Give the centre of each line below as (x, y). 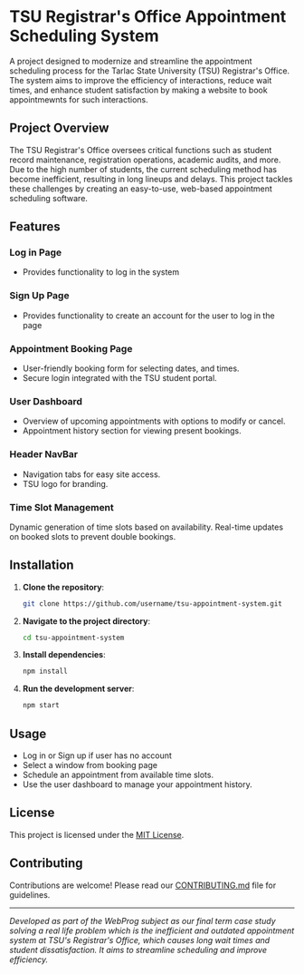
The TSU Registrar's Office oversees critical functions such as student (141, 150)
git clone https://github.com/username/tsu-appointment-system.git (152, 604)
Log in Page (35, 253)
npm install (45, 672)
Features (35, 227)
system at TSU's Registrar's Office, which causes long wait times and (140, 940)
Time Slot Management (62, 507)
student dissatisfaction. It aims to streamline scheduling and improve (138, 950)
